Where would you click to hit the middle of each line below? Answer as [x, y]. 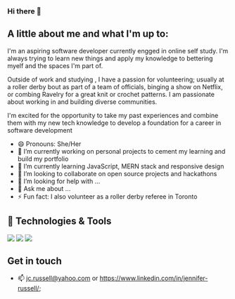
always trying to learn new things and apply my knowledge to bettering [110, 58]
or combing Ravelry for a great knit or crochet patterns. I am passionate [111, 94]
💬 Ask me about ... [44, 188]
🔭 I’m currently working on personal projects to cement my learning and [121, 151]
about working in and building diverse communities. [82, 102]
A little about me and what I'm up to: [88, 34]
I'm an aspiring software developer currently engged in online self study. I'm [118, 51]
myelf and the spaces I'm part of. [55, 65]
